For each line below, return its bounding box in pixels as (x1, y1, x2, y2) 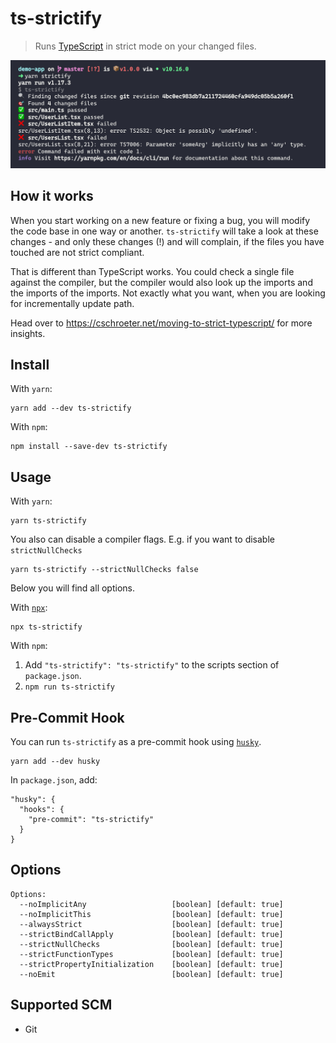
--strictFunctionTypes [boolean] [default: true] (19, 949, 284, 959)
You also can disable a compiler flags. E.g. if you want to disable (10, 533, 275, 546)
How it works (10, 188, 94, 205)
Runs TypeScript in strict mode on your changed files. (34, 40, 257, 52)
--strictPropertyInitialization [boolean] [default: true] (19, 959, 284, 969)
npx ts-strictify (10, 622, 83, 632)
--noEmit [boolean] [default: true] (19, 969, 284, 979)
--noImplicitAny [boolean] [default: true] (19, 899, 284, 909)
